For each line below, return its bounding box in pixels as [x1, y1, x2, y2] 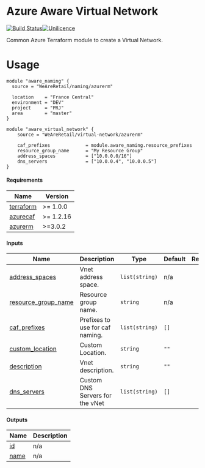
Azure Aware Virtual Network [6, 4, 159, 18]
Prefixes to [79, 316, 111, 324]
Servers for [79, 392, 112, 400]
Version [45, 192, 69, 201]
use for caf [79, 323, 111, 332]
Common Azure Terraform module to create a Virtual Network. [6, 36, 164, 43]
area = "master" [12, 110, 72, 116]
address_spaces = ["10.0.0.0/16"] [17, 153, 132, 159]
